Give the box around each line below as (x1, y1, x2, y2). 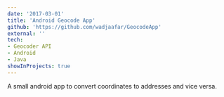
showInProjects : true (7, 63, 71, 70)
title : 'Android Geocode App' (7, 17, 96, 24)
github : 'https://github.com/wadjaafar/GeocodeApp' (7, 23, 162, 30)
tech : (7, 37, 23, 44)
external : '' (7, 30, 46, 37)
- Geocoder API (7, 43, 52, 50)
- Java (7, 56, 27, 63)
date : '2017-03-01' (7, 10, 65, 18)
